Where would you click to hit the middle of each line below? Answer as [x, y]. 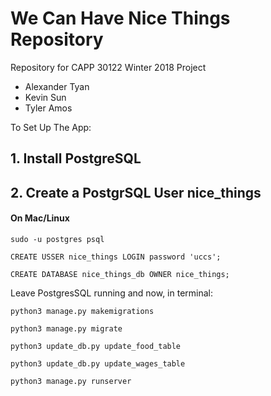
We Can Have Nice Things [120, 18]
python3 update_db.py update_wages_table [98, 363]
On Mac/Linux [40, 218]
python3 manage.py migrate [66, 328]
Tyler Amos [48, 108]
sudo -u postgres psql [57, 239]
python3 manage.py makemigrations [82, 311]
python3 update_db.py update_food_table [96, 346]
